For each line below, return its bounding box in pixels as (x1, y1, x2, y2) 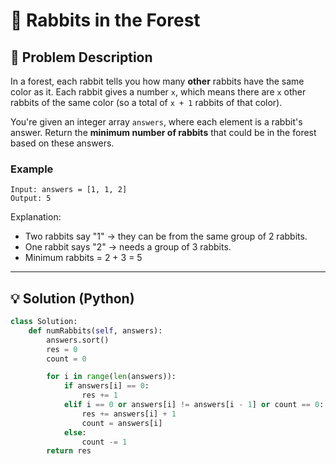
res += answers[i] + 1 (81, 409, 177, 419)
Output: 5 (10, 194, 52, 204)
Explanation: (10, 211, 62, 223)
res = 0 (46, 344, 78, 354)
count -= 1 (81, 437, 128, 447)
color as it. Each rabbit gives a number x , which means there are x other (10, 86, 307, 98)
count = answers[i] (81, 418, 163, 428)
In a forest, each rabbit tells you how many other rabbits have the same (10, 75, 305, 87)
